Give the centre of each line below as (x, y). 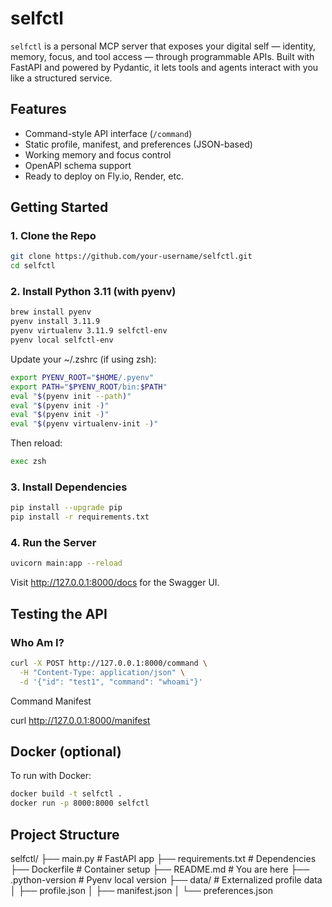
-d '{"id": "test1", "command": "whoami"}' (111, 682)
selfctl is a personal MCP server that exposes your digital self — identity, (163, 46)
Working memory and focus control (98, 154)
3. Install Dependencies (69, 487)
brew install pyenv (51, 312)
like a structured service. (61, 78)
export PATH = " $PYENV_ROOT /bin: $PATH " (89, 387)
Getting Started (59, 207)
